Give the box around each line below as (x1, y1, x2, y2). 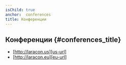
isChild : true (5, 7, 36, 13)
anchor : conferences (5, 12, 51, 17)
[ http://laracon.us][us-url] (12, 49, 67, 55)
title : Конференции (5, 17, 47, 22)
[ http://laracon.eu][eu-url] (12, 54, 67, 60)
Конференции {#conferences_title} (5, 35, 121, 44)
